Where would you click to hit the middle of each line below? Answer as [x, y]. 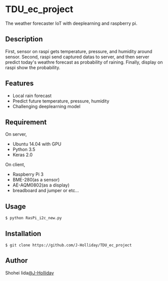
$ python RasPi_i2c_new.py [34, 218]
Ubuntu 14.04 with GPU [37, 144]
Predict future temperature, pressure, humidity [61, 101]
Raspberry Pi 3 [28, 174]
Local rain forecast [32, 96]
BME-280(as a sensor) [36, 180]
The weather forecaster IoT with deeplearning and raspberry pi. [71, 23]
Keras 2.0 [22, 155]
